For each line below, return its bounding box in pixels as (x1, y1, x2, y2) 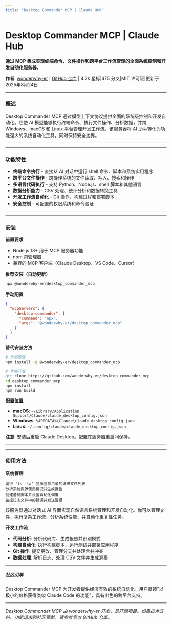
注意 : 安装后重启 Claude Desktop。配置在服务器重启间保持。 (5, 434, 133, 440)
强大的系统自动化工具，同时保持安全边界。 (9, 132, 100, 138)
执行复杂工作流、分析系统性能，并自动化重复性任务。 (14, 514, 126, 520)
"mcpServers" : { (10, 306, 45, 311)
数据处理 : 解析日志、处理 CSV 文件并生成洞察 (12, 554, 109, 561)
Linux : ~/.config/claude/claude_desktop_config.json (12, 423, 126, 430)
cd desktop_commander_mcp (5, 378, 60, 384)
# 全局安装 (5, 355, 26, 360)
